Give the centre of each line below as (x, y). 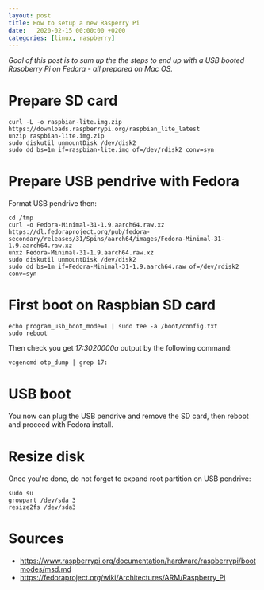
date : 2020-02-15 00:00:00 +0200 (67, 30)
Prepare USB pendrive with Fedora (124, 182)
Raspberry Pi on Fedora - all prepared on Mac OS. (90, 69)
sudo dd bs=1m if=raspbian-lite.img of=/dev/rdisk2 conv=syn (111, 150)
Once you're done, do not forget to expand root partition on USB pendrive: (130, 479)
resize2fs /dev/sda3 (42, 507)
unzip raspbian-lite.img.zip (56, 136)
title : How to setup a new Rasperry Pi (74, 23)
